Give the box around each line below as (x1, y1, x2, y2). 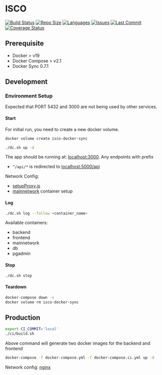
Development (5, 78, 48, 86)
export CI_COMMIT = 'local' (5, 327, 59, 332)
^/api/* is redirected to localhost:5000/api (12, 164, 100, 170)
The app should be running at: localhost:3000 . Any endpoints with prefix (5, 154, 154, 160)
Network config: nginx (5, 364, 51, 370)
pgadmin (12, 250, 31, 257)
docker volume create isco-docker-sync (5, 136, 88, 141)
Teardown (5, 284, 27, 290)
